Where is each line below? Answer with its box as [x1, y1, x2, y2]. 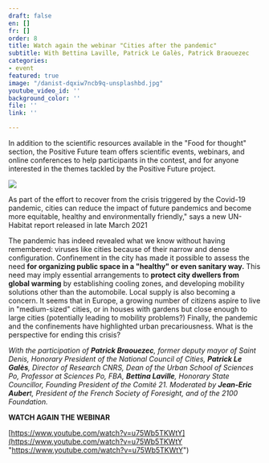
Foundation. [8, 397, 48, 407]
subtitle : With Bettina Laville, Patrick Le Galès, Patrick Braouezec [8, 49, 250, 57]
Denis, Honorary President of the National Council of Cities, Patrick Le [8, 354, 243, 363]
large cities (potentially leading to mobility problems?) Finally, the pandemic [8, 313, 259, 322]
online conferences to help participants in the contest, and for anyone [8, 155, 239, 165]
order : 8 [8, 34, 38, 43]
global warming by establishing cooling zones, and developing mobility [8, 279, 245, 288]
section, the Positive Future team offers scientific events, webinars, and [8, 147, 245, 156]
